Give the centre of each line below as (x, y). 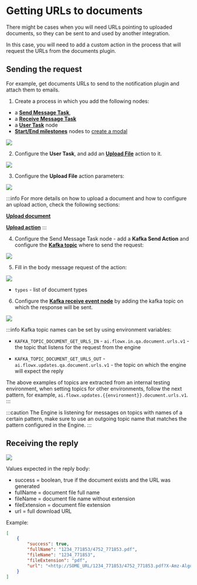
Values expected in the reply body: (48, 468)
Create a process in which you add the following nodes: (82, 101)
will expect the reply (39, 371)
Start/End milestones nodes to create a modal (71, 131)
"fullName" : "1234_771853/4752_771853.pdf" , (82, 550)
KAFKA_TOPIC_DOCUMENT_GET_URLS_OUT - (60, 359)
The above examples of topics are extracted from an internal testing (88, 382)
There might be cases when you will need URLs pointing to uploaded (89, 27)
